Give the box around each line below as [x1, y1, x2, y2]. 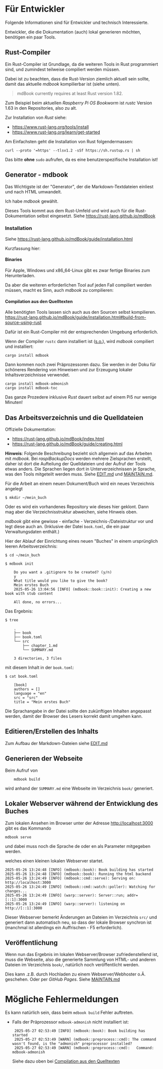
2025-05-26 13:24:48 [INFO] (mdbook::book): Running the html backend [5, 871, 151, 877]
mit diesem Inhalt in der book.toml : [5, 665, 74, 670]
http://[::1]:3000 [5, 905, 42, 911]
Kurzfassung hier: [5, 245, 41, 251]
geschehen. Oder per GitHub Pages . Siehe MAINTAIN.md [5, 976, 120, 982]
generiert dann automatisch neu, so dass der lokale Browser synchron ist [5, 919, 152, 925]
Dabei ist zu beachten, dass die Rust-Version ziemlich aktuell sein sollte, [5, 76, 150, 81]
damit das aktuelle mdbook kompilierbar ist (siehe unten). [5, 81, 121, 87]
